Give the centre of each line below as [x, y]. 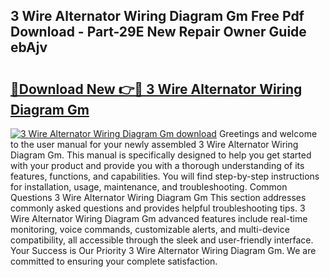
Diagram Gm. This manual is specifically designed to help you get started [161, 155]
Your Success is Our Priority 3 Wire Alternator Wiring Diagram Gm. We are [163, 250]
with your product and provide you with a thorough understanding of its [157, 165]
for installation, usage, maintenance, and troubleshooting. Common [149, 187]
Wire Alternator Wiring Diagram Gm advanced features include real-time [159, 218]
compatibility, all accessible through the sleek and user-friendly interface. [162, 240]
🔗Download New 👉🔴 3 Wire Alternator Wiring [156, 89]
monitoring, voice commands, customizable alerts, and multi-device [150, 229]
